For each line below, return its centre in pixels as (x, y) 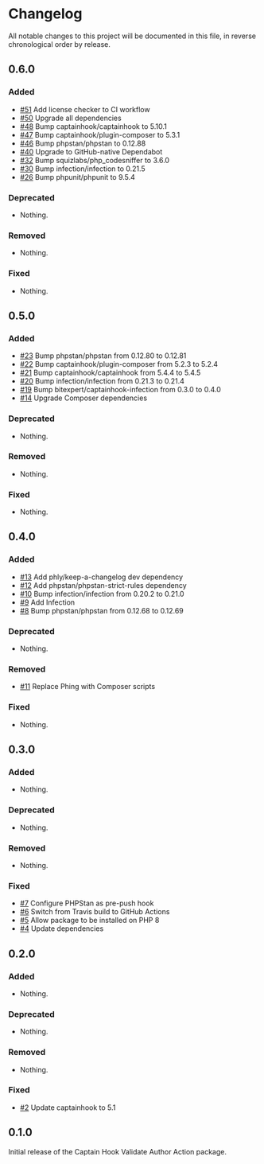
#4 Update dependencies (62, 928)
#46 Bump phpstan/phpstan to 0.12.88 (83, 143)
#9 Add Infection (47, 602)
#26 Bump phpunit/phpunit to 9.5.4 (77, 177)
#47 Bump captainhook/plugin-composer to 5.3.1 (100, 134)
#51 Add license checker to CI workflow (85, 109)
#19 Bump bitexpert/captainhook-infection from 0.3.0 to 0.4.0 (120, 390)
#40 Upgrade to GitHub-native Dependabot (91, 151)
